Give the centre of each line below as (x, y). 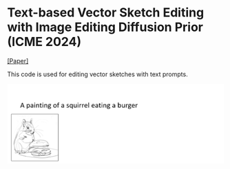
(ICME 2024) (44, 42)
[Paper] (18, 60)
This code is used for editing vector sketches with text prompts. (97, 74)
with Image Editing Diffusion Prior (105, 27)
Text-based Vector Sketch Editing (106, 13)
